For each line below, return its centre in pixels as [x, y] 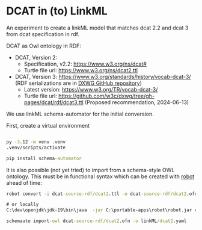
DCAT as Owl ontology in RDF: [44, 46]
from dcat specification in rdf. [43, 34]
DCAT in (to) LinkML [57, 11]
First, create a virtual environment [48, 125]
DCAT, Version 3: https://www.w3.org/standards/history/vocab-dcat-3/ [103, 76]
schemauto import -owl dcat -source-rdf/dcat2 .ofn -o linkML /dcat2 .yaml [96, 221]
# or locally [23, 205]
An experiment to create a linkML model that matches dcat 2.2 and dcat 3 [97, 28]
